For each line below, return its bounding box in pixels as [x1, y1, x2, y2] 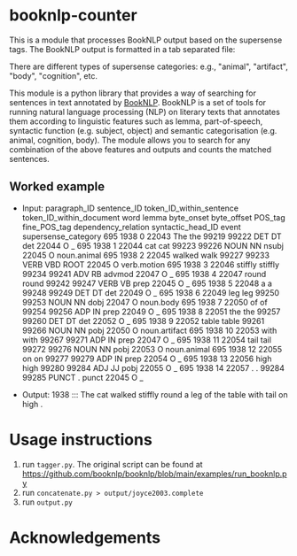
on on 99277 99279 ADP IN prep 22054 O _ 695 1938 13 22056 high [21, 353, 272, 364]
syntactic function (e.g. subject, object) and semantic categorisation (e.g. [9, 125, 277, 135]
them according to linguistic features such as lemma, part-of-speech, [9, 116, 263, 127]
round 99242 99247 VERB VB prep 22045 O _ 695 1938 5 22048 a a [21, 278, 273, 289]
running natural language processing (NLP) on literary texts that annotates [9, 106, 281, 117]
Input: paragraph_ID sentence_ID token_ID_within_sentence [21, 203, 239, 213]
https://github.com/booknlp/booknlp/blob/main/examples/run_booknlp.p [21, 468, 287, 479]
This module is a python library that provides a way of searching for [9, 88, 257, 98]
